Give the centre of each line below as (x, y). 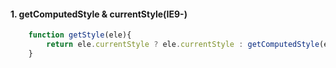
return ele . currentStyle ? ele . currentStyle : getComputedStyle (183, 45)
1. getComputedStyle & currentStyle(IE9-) (99, 14)
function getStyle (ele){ (80, 35)
